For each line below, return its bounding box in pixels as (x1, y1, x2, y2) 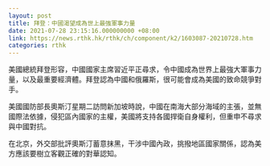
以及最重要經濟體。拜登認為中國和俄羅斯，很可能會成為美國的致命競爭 (22, 75, 255, 84)
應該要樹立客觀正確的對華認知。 (14, 149, 121, 159)
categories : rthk (8, 42, 67, 50)
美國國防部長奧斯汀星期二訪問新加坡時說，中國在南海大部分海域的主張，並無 (8, 102, 262, 111)
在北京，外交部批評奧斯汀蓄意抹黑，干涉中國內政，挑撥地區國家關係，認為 (8, 139, 255, 148)
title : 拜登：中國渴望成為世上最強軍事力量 (8, 19, 136, 27)
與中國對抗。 (8, 122, 51, 132)
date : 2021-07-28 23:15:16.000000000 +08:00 (8, 26, 160, 34)
